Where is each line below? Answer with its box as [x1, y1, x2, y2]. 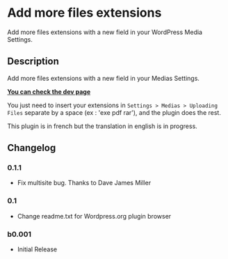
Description [7, 56, 59, 68]
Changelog [7, 142, 56, 154]
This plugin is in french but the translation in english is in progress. [7, 122, 198, 130]
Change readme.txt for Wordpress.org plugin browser [17, 212, 172, 220]
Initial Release [17, 245, 58, 253]
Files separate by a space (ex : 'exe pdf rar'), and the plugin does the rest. [7, 108, 221, 116]
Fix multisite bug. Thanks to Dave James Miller [17, 179, 152, 187]
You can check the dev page [7, 87, 91, 95]
